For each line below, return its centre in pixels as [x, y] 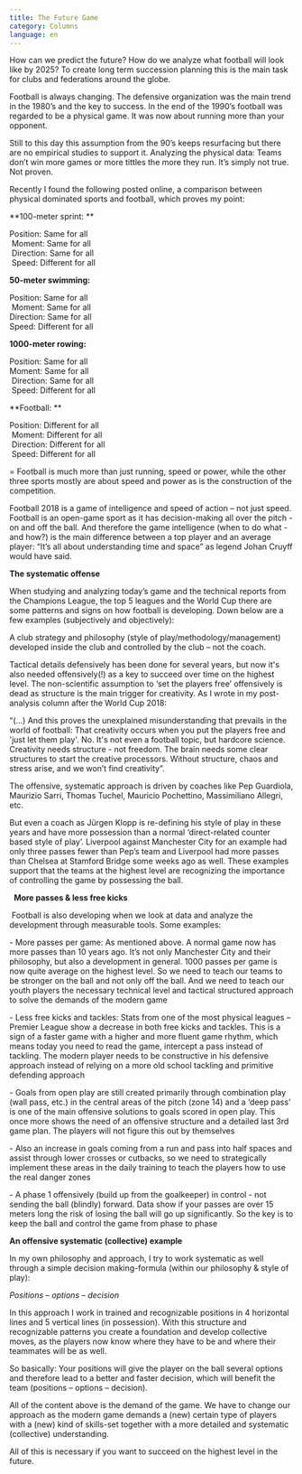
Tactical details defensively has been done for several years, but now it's [145, 665]
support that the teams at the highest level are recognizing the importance [147, 871]
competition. [33, 491]
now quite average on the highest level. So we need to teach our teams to [146, 971]
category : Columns [44, 26]
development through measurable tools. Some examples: [115, 925]
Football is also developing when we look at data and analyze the [132, 915]
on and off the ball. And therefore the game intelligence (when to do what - [149, 527]
